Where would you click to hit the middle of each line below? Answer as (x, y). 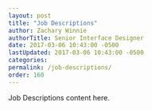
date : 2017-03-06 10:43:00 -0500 (64, 45)
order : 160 (26, 75)
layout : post (30, 16)
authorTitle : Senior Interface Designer (76, 38)
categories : (28, 61)
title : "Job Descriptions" (53, 23)
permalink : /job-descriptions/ (60, 68)
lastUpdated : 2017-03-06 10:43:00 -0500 (76, 53)
